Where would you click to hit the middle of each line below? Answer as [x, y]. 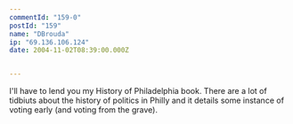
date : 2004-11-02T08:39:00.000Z [69, 50]
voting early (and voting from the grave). [84, 110]
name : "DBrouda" [39, 34]
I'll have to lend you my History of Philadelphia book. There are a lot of [138, 91]
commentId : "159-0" [45, 17]
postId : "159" [36, 26]
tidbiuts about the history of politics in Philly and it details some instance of [147, 101]
